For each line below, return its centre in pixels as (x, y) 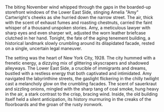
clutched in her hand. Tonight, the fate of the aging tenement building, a (78, 38)
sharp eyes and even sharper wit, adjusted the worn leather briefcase (75, 33)
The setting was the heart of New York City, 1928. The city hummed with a (80, 58)
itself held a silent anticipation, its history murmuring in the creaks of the (78, 99)
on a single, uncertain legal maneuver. (44, 48)
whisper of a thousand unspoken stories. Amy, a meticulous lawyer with (78, 28)
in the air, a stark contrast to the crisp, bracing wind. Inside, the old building (82, 94)
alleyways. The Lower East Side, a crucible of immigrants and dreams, (76, 68)
